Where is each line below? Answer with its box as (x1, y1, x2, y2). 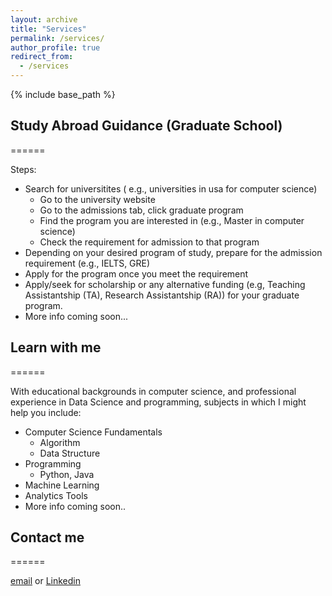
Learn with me (10, 339, 102, 356)
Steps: (10, 163, 37, 175)
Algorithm (39, 436, 81, 448)
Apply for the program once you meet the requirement (24, 267, 249, 280)
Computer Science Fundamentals (24, 426, 163, 438)
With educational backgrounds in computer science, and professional (10, 385, 297, 397)
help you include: (10, 406, 82, 418)
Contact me (10, 529, 85, 546)
